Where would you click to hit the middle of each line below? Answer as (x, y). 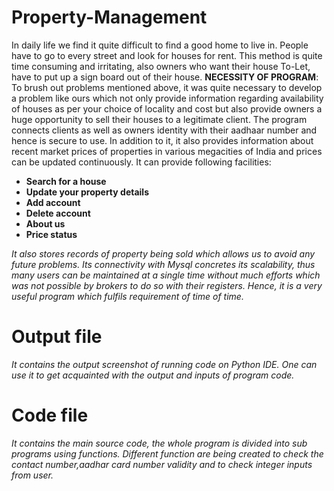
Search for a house (66, 181)
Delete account (58, 213)
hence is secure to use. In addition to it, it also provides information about (162, 140)
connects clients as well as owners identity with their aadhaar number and (164, 130)
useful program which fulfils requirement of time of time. (127, 296)
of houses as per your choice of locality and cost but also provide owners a (167, 108)
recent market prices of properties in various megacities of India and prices (167, 151)
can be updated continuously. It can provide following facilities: (141, 162)
